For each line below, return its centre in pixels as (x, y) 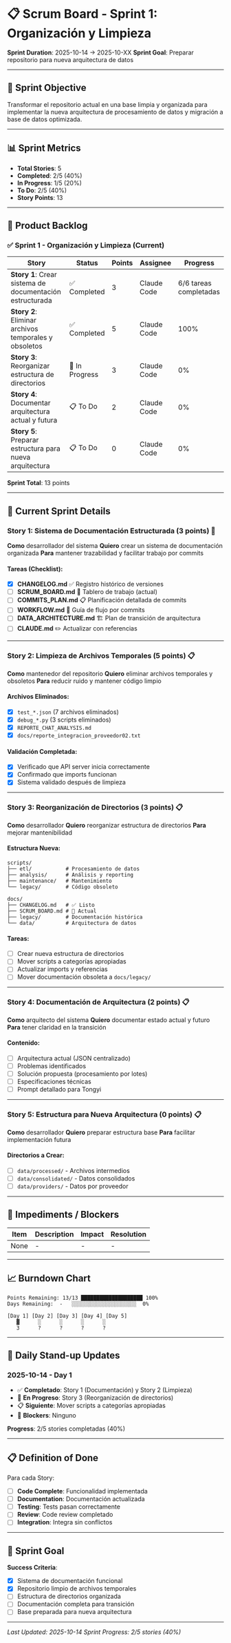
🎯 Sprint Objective (47, 88)
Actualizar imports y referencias (62, 969)
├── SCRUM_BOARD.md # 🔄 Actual (52, 911)
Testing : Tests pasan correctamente (68, 1507)
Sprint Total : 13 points (38, 483)
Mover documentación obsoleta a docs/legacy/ (84, 977)
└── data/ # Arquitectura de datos (72, 923)
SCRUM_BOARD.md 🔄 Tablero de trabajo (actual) (87, 592)
